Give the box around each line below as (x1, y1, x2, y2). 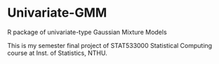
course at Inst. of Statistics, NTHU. (7, 49, 107, 57)
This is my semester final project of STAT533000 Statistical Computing (7, 41, 213, 49)
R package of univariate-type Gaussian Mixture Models (7, 28, 167, 36)
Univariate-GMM (7, 5, 107, 21)
